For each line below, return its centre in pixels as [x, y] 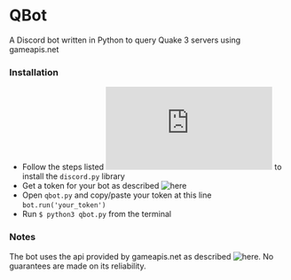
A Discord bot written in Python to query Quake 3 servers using [125, 40]
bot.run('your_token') [64, 206]
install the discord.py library [74, 176]
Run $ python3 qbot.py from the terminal [96, 214]
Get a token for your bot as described [90, 186]
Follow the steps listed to [152, 167]
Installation [34, 72]
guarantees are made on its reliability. [78, 266]
